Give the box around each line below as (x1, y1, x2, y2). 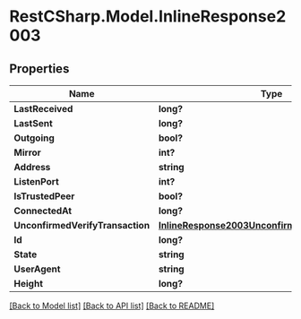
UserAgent (13, 263, 61, 275)
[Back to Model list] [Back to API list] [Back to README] (9, 300, 215, 311)
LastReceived (13, 103, 73, 115)
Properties (9, 61, 70, 76)
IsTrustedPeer (13, 190, 75, 203)
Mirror (13, 146, 42, 159)
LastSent (13, 117, 53, 129)
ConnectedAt (13, 204, 73, 217)
